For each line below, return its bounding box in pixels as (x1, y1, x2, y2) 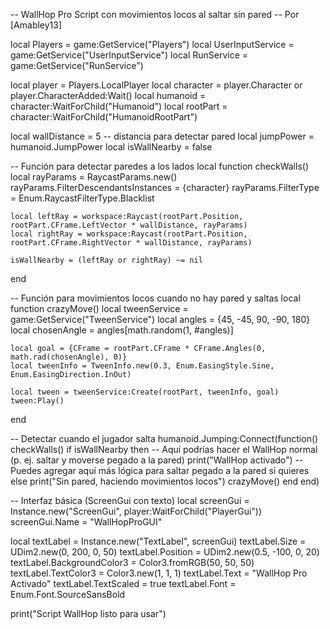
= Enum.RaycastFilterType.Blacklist (10, 192, 155, 204)
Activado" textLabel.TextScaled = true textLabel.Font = (10, 578, 237, 589)
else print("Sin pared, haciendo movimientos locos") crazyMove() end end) (10, 475, 320, 487)
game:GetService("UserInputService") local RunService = (10, 49, 249, 61)
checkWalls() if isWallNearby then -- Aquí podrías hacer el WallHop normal (10, 444, 318, 455)
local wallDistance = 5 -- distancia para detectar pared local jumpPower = (10, 130, 315, 142)
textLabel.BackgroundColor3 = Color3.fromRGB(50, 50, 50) (10, 557, 255, 568)
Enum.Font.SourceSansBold (10, 589, 126, 600)
